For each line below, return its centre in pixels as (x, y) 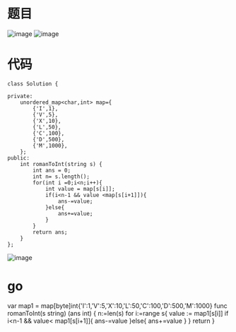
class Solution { (33, 84)
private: (20, 96)
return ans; (51, 232)
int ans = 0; (52, 170)
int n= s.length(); (61, 177)
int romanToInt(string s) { (61, 164)
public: (19, 158)
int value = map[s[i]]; (80, 189)
